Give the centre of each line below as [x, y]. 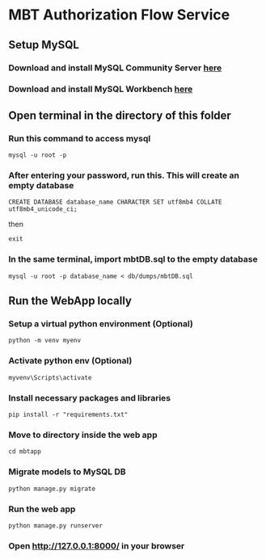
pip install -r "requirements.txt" [68, 414]
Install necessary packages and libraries [90, 397]
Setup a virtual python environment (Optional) [101, 324]
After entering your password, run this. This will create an [124, 175]
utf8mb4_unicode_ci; [43, 209]
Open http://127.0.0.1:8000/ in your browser [97, 545]
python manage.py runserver [56, 525]
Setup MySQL [44, 45]
